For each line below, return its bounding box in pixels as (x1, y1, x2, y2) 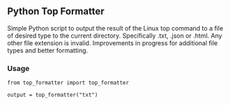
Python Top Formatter (7, 6, 105, 17)
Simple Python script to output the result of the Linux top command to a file (7, 24, 224, 32)
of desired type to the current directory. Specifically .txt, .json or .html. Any (7, 31, 222, 40)
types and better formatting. (7, 46, 89, 54)
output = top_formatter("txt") (7, 92, 98, 99)
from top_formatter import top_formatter (7, 79, 130, 86)
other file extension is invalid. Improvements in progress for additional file (7, 38, 218, 47)
